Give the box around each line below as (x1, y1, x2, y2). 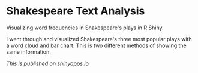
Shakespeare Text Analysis (6, 4, 145, 18)
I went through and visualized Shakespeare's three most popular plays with (6, 35, 192, 42)
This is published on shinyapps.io (6, 60, 89, 67)
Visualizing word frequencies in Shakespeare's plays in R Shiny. (6, 24, 164, 31)
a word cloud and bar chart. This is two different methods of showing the (6, 42, 187, 49)
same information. (6, 48, 51, 55)
